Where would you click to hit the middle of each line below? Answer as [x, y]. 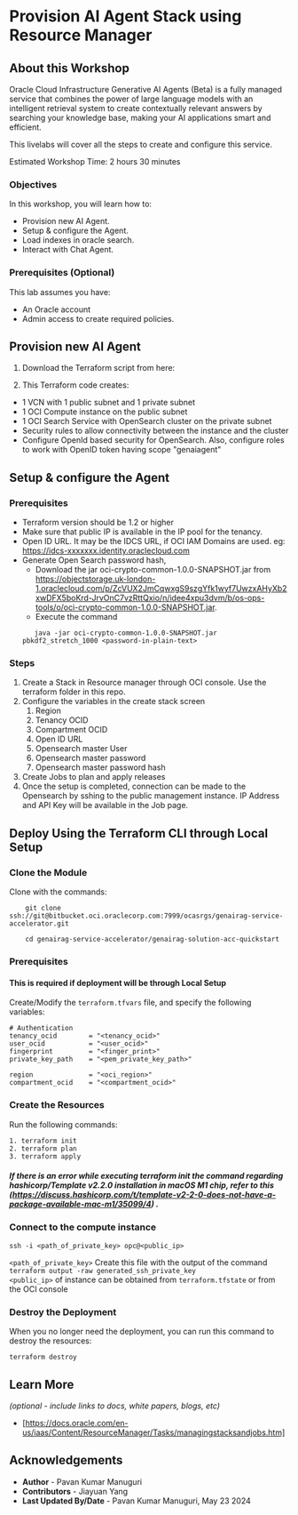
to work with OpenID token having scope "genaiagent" [122, 450]
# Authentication [41, 1029]
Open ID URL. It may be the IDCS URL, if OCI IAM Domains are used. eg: [153, 541]
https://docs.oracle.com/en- [77, 1423]
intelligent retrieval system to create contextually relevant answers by [136, 108]
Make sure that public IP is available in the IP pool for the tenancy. [142, 532]
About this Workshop [70, 68]
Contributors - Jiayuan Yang [75, 1491]
